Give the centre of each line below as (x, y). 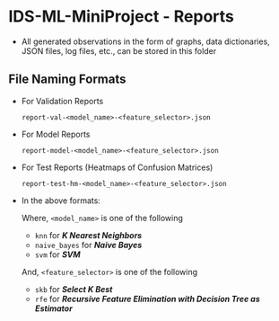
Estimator (53, 308)
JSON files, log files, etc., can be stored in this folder (119, 50)
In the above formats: (61, 201)
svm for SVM (58, 254)
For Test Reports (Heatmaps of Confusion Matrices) (117, 167)
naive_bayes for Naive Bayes (88, 245)
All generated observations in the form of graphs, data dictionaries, (145, 41)
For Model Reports (56, 134)
